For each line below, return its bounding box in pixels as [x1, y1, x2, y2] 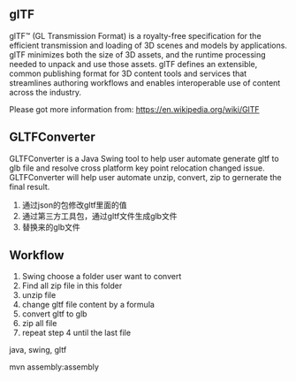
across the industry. [9, 87, 82, 97]
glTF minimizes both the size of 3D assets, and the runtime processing [9, 49, 267, 60]
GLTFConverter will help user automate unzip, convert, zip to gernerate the [9, 171, 282, 182]
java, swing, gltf [9, 345, 67, 355]
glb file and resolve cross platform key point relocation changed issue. [9, 163, 265, 173]
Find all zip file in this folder [21, 280, 123, 291]
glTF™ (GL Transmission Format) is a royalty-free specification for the [9, 30, 262, 41]
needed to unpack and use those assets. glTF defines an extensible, [9, 58, 258, 69]
